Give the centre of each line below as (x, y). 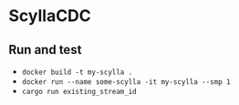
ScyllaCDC (50, 16)
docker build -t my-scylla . (77, 72)
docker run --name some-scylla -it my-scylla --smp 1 (126, 82)
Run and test (45, 50)
